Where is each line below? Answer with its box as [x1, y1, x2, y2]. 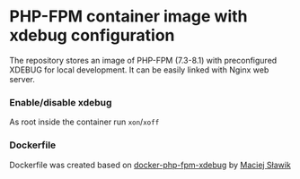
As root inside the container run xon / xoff [9, 116, 160, 127]
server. [9, 73, 36, 84]
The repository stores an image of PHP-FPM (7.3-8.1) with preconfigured [9, 55, 278, 65]
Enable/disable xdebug [9, 96, 112, 108]
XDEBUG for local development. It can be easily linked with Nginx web [9, 64, 269, 75]
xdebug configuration [9, 25, 175, 46]
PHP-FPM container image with [9, 6, 249, 27]
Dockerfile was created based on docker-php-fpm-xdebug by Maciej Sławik [9, 159, 292, 170]
